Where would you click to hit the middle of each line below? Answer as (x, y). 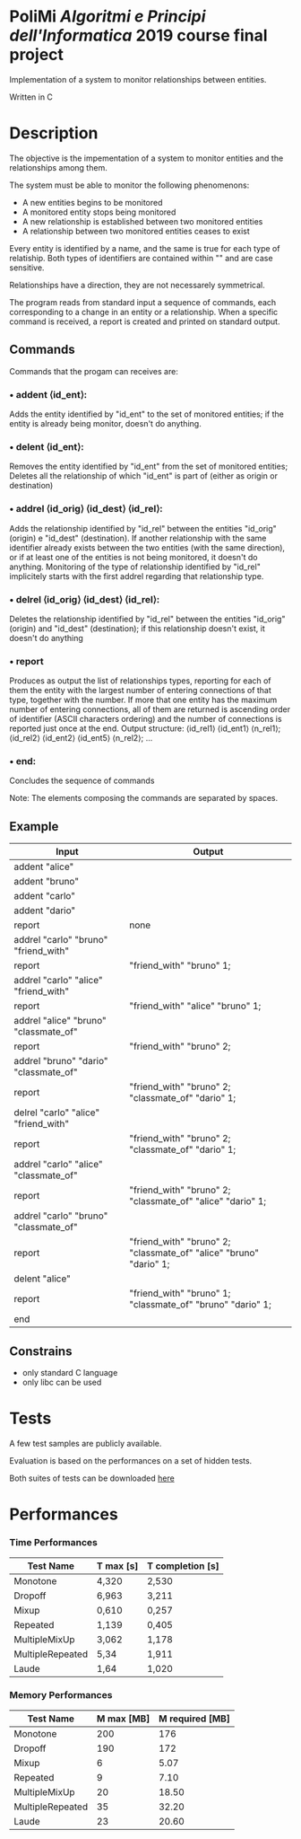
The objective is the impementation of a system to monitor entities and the (146, 158)
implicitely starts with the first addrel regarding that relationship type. (137, 576)
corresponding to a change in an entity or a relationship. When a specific (144, 312)
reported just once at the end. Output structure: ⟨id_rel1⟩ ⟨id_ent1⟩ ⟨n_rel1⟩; (145, 728)
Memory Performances (61, 1695)
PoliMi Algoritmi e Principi (107, 17)
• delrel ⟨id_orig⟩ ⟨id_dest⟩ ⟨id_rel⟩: (85, 599)
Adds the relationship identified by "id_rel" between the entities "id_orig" (143, 528)
